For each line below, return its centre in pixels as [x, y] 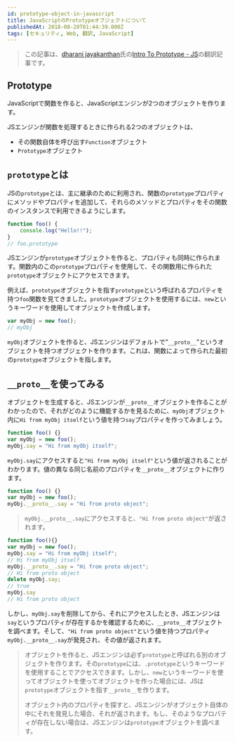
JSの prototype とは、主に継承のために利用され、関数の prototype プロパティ [116, 193]
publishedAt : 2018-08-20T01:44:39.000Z [66, 27]
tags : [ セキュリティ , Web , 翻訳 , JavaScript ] [70, 33]
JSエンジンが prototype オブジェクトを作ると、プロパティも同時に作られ [111, 258]
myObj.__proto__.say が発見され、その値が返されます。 [86, 640]
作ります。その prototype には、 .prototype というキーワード [140, 663]
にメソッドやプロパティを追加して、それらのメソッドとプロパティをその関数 [117, 201]
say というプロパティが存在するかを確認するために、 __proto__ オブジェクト [115, 622]
